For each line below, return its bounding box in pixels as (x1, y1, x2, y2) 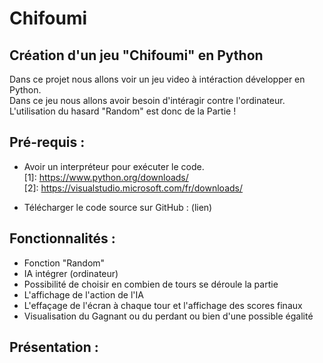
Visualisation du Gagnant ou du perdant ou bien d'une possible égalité (23, 310, 314, 322)
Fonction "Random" (23, 257, 106, 269)
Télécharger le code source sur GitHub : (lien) (23, 201, 213, 213)
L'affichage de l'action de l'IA (23, 288, 144, 301)
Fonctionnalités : (9, 230, 116, 247)
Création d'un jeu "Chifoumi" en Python (9, 47, 264, 64)
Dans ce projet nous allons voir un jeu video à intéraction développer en (9, 73, 306, 85)
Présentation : (9, 339, 99, 356)
